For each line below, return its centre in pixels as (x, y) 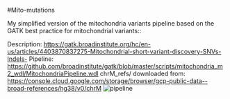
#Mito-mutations (31, 10)
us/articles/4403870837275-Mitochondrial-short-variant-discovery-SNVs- (114, 52)
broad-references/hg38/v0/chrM (55, 88)
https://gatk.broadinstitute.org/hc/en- (97, 44)
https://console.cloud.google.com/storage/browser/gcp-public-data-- (108, 81)
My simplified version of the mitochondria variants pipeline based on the (111, 23)
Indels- (17, 59)
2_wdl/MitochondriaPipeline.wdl (53, 73)
